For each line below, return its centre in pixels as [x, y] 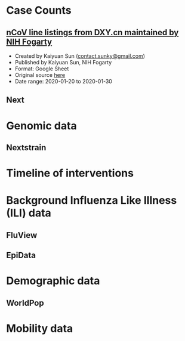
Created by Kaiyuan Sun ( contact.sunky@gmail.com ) [80, 56]
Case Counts [39, 10]
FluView [22, 235]
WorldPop [25, 303]
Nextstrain [26, 148]
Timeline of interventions [70, 173]
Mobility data [40, 328]
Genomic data [42, 125]
